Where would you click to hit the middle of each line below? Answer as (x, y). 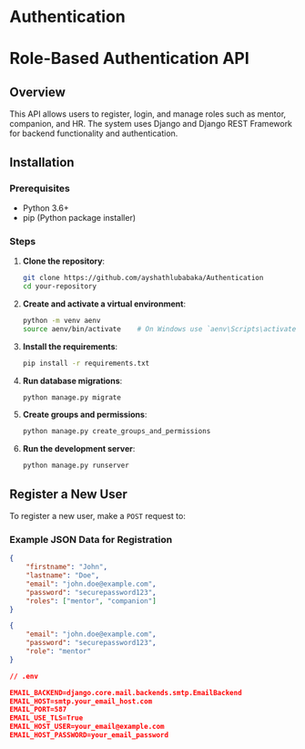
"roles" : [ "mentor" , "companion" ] (91, 601)
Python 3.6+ (46, 208)
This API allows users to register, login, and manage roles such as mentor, (148, 114)
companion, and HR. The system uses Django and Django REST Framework (151, 124)
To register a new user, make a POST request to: (98, 515)
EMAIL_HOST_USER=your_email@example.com (87, 727)
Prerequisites (40, 188)
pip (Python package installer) (79, 217)
